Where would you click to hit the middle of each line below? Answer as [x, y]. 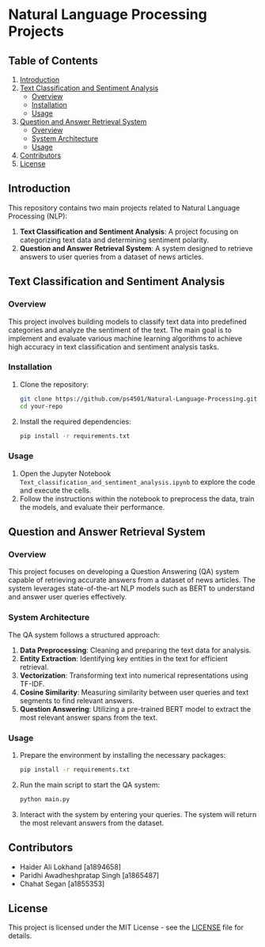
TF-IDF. [32, 683]
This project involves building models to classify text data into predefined [127, 321]
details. [20, 936]
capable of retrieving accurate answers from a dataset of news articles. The [132, 580]
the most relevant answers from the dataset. [92, 823]
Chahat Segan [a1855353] [62, 884]
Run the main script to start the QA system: [90, 785]
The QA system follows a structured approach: [84, 634]
